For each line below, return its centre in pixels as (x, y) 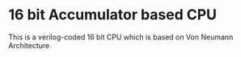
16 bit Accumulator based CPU (112, 15)
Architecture (29, 45)
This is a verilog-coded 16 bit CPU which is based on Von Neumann (121, 37)
